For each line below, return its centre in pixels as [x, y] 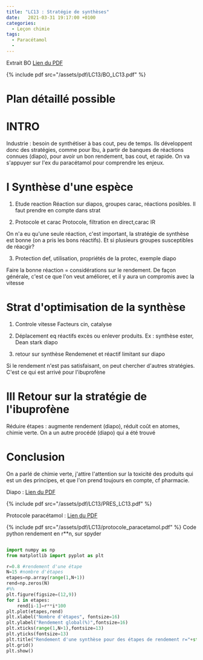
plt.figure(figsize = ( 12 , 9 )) [42, 594]
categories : [21, 23]
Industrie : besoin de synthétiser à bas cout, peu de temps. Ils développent [99, 143]
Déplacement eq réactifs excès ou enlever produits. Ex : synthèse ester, [104, 336]
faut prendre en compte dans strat [58, 210]
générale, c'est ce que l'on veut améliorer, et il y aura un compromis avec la [100, 276]
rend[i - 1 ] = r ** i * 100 [42, 606]
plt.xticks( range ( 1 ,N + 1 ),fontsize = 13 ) [55, 629]
